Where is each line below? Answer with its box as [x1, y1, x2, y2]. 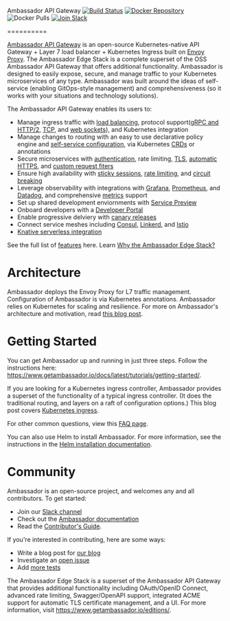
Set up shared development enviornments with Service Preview [16, 199, 197, 206]
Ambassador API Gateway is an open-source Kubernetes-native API [7, 41, 200, 48]
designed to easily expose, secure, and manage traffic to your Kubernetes [7, 69, 217, 78]
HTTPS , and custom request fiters [16, 162, 114, 170]
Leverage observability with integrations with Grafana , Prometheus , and [16, 184, 221, 192]
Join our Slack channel [16, 507, 82, 515]
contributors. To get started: [7, 494, 87, 502]
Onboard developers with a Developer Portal [16, 206, 143, 214]
